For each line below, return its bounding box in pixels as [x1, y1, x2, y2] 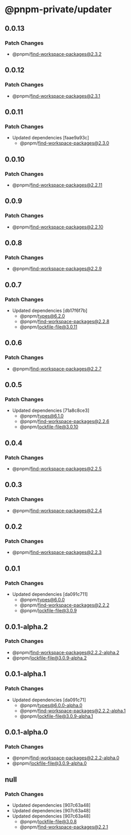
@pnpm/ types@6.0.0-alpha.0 [19, 702, 82, 708]
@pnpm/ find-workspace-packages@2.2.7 [12, 365, 102, 372]
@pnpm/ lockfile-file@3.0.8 [19, 818, 77, 824]
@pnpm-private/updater [5, 4, 112, 15]
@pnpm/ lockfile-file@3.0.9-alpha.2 [12, 655, 87, 661]
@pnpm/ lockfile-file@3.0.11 [19, 324, 78, 330]
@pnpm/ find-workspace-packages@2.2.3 [12, 549, 102, 555]
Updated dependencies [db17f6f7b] [12, 307, 88, 314]
